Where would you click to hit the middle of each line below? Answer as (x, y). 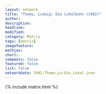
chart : (12, 55)
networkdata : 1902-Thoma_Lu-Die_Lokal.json (50, 73)
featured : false (21, 64)
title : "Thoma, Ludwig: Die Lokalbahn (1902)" (53, 14)
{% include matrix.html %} (32, 87)
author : (13, 19)
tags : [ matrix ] (21, 41)
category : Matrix (23, 37)
